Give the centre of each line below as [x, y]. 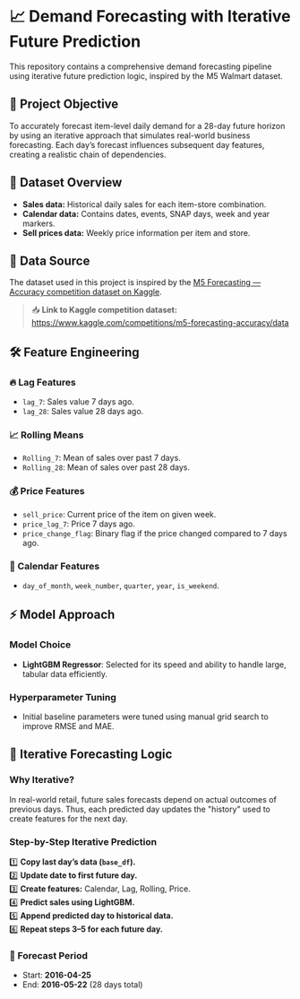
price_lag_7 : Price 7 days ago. [79, 524]
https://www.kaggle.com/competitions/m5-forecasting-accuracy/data [160, 323]
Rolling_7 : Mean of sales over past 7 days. [101, 458]
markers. [39, 223]
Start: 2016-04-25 [56, 975]
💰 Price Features [47, 491]
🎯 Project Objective [64, 104]
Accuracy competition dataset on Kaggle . [86, 292]
